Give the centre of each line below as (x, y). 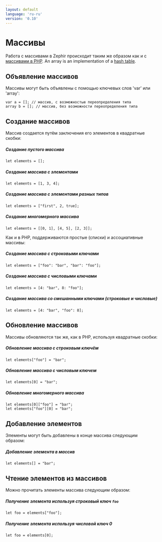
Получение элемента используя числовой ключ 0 (59, 524)
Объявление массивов (42, 76)
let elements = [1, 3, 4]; (33, 183)
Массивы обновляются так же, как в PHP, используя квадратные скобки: (81, 337)
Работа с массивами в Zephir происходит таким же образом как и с (76, 56)
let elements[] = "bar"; (30, 464)
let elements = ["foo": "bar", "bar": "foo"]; (53, 265)
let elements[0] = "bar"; (31, 382)
